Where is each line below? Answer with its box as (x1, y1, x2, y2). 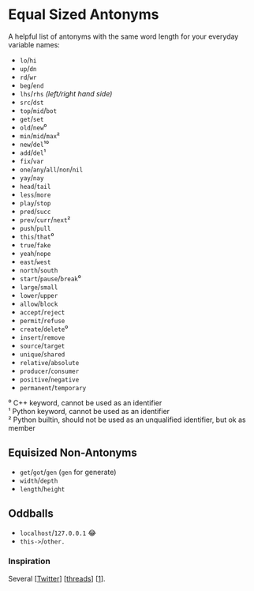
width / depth (19, 476, 58, 485)
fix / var (19, 156, 44, 165)
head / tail (19, 181, 51, 190)
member (8, 423, 35, 432)
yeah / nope (19, 248, 51, 258)
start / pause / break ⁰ (19, 273, 81, 283)
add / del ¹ (19, 148, 47, 157)
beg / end (19, 81, 44, 90)
